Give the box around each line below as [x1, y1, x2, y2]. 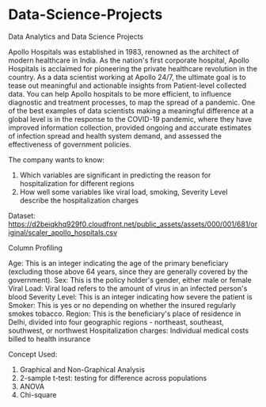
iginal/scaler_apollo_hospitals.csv [8, 227, 117, 237]
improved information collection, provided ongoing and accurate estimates [8, 123, 252, 132]
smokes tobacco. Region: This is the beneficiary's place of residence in [8, 309, 241, 318]
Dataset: [8, 211, 36, 220]
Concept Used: [8, 349, 58, 359]
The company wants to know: [8, 154, 105, 164]
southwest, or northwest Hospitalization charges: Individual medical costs [8, 325, 249, 335]
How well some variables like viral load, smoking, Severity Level [19, 187, 228, 196]
